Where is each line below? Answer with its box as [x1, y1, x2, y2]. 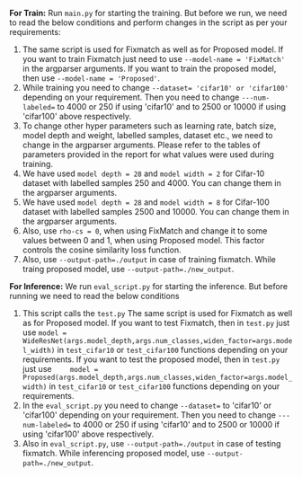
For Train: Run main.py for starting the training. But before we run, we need [9, 8, 288, 18]
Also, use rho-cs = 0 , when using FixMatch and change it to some [22, 225, 268, 236]
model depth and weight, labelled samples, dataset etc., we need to [22, 130, 273, 140]
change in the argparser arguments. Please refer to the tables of [22, 139, 261, 150]
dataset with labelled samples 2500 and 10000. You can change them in [22, 207, 289, 216]
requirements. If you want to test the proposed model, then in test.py [22, 354, 280, 365]
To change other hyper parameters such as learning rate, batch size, [22, 120, 277, 131]
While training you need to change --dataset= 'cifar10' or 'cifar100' [22, 83, 289, 93]
